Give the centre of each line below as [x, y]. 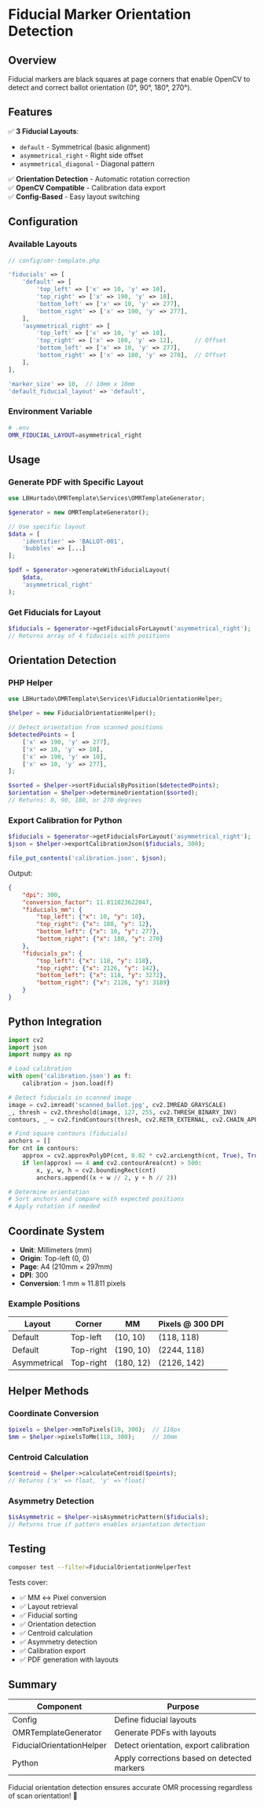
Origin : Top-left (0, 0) [55, 1258]
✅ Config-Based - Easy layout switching [74, 196]
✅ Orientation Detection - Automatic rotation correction [99, 179]
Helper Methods [48, 1391]
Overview [33, 60]
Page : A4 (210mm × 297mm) [66, 1267]
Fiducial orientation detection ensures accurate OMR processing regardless [130, 1788]
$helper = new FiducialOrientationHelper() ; [82, 714]
